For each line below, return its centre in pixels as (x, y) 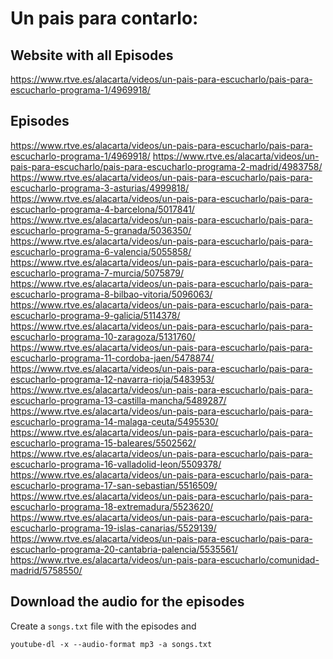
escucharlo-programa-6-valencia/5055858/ (101, 251)
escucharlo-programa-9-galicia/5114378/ (95, 315)
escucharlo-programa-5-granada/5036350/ (101, 230)
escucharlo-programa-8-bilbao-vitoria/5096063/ (111, 294)
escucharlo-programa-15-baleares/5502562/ (103, 443)
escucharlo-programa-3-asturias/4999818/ (100, 188)
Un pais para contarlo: (104, 18)
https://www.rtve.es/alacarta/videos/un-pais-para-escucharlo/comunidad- (165, 559)
